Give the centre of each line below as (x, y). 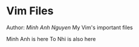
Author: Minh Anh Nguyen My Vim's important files (69, 27)
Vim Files (30, 11)
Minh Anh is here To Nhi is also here (51, 39)
